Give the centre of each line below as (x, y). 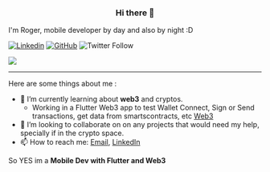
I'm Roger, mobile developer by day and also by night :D (101, 30)
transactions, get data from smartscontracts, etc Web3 (123, 116)
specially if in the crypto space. (72, 133)
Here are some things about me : (63, 84)
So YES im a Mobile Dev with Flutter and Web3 (87, 161)
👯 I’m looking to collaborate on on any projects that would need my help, (139, 125)
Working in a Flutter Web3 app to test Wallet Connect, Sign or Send (143, 108)
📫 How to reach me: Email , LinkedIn (80, 142)
